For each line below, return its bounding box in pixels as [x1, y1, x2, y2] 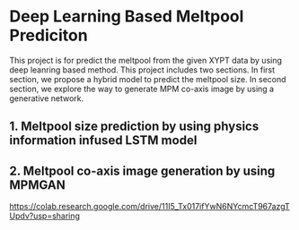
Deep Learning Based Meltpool [9, 6, 244, 27]
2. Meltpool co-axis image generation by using [9, 163, 276, 178]
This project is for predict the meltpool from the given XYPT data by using [9, 55, 283, 65]
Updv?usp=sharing [9, 210, 81, 221]
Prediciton [9, 25, 88, 46]
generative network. [9, 92, 84, 104]
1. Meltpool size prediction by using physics [9, 119, 259, 134]
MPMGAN [9, 177, 66, 192]
